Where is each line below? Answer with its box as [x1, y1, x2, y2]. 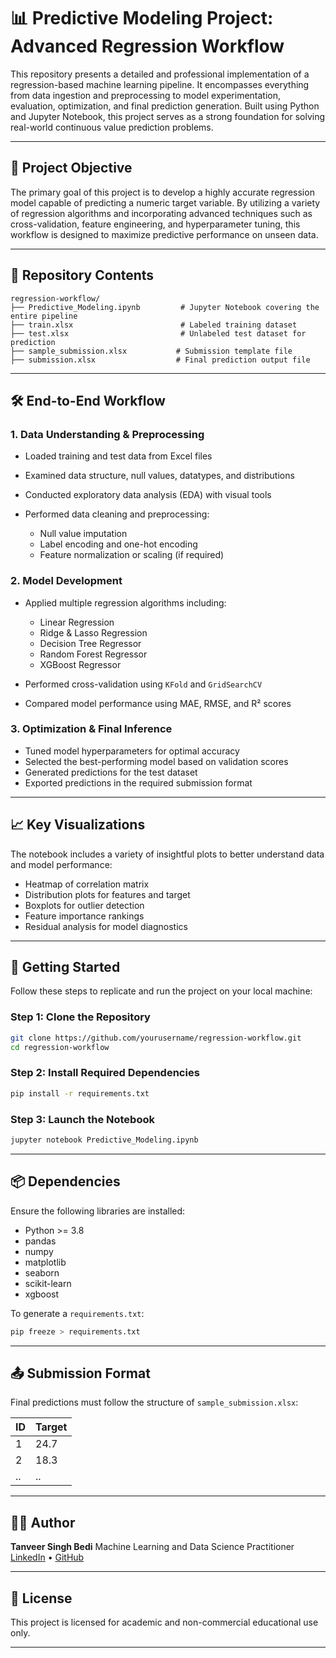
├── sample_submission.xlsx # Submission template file [10, 346, 293, 356]
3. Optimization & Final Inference [10, 722, 173, 736]
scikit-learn [24, 1277, 72, 1289]
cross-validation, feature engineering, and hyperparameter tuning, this [10, 218, 301, 230]
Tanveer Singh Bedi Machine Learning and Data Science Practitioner [10, 1541, 295, 1553]
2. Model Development [10, 574, 123, 588]
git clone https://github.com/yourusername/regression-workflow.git [10, 1033, 302, 1043]
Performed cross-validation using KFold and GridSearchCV [24, 678, 263, 690]
